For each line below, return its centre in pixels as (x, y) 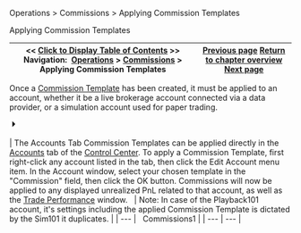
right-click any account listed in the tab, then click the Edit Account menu (145, 162)
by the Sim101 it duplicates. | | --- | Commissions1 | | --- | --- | (125, 219)
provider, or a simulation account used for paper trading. (113, 107)
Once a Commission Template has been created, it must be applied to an (143, 88)
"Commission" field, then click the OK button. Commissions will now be (141, 181)
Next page (244, 69)
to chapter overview (244, 59)
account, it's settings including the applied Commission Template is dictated (150, 209)
